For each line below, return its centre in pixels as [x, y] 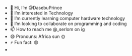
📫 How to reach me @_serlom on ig [47, 29]
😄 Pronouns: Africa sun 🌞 [38, 36]
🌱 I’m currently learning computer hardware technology [68, 18]
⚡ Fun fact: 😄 [24, 42]
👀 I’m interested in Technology [42, 13]
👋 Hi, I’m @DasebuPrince [36, 8]
